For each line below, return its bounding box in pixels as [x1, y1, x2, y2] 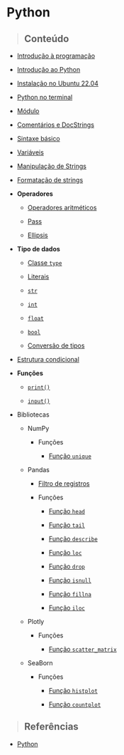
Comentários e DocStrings [16, 120, 95, 129]
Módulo [16, 107, 40, 115]
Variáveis [16, 148, 44, 157]
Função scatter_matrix [48, 645, 118, 653]
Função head [48, 507, 86, 515]
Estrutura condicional [16, 355, 79, 363]
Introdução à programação [16, 51, 96, 60]
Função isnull [48, 576, 91, 584]
